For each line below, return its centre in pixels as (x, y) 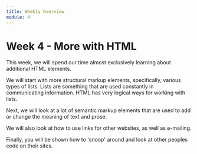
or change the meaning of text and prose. (57, 117)
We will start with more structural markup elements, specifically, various (93, 80)
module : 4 (18, 17)
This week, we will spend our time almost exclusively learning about (88, 63)
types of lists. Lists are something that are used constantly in (80, 87)
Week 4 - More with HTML (71, 46)
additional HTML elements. (39, 69)
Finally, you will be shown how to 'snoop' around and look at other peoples (97, 140)
